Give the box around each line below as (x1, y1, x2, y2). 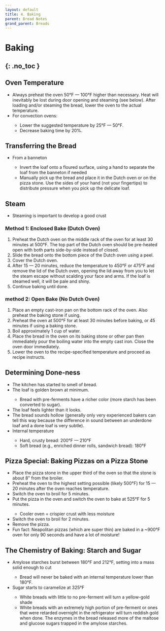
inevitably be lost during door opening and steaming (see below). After (12, 97, 156, 103)
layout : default (5, 7, 38, 12)
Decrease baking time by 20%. (19, 127, 83, 133)
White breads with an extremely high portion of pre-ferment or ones (19, 605, 158, 611)
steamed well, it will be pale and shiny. (12, 278, 91, 284)
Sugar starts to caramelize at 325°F (12, 585, 85, 591)
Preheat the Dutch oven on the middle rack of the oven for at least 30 (12, 236, 153, 242)
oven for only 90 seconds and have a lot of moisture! (12, 532, 120, 538)
